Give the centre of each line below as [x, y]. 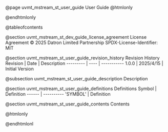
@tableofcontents [24, 27]
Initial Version [20, 69]
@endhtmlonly [21, 17]
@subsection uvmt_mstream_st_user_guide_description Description [77, 79]
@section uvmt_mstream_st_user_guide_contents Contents [67, 104]
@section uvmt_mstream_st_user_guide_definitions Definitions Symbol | [81, 89]
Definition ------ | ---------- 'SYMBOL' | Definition [58, 94]
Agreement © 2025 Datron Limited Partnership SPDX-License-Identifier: [81, 42]
